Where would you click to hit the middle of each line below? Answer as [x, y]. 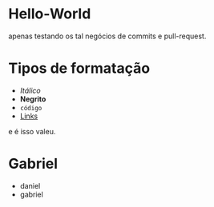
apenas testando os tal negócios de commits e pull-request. [107, 36]
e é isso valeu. [32, 131]
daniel [30, 185]
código [31, 108]
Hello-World [50, 14]
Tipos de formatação [79, 68]
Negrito [33, 99]
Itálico [30, 90]
